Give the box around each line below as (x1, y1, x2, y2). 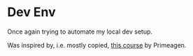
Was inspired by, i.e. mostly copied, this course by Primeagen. (7, 41, 187, 49)
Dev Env (7, 4, 56, 20)
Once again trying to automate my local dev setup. (7, 27, 152, 36)
